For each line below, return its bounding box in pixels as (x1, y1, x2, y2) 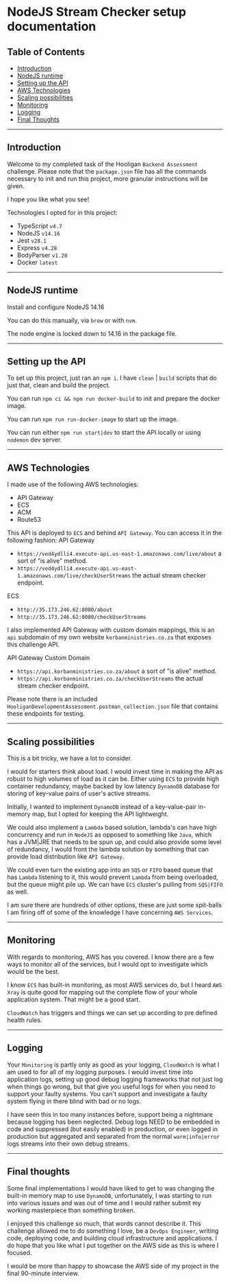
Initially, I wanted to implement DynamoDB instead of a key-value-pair (7, 803, 197, 811)
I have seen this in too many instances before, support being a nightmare (7, 1110, 214, 1118)
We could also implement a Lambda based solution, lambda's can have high (7, 824, 217, 832)
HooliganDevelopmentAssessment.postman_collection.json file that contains (7, 702, 218, 711)
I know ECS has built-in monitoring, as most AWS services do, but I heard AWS (7, 980, 222, 989)
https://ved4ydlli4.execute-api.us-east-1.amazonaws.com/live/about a (16, 549, 222, 558)
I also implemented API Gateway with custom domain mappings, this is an (7, 626, 215, 634)
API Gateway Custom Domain (7, 654, 90, 662)
